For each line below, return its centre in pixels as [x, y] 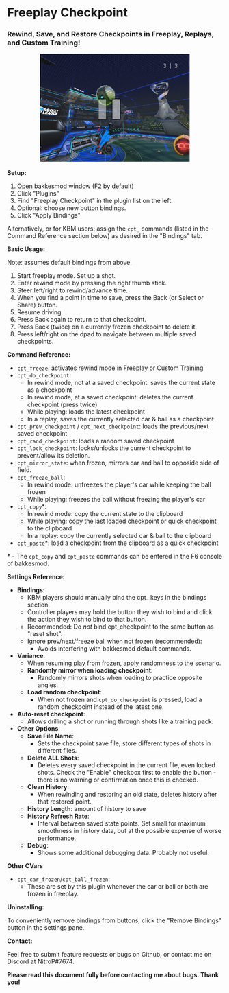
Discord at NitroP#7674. [41, 961]
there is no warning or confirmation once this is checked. [118, 780]
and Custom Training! [44, 43]
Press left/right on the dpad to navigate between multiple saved [106, 334]
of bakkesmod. [28, 563]
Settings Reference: [36, 577]
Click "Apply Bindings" [49, 215]
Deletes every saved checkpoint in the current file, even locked [126, 765]
